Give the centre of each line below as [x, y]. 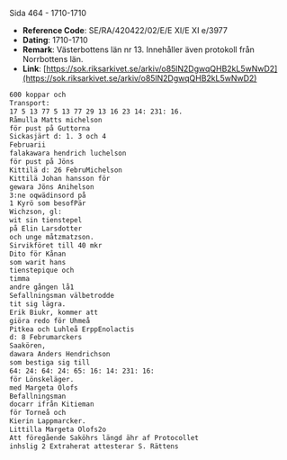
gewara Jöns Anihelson [52, 187]
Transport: [30, 103]
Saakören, [28, 346]
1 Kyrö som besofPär [48, 203]
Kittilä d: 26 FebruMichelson [66, 170]
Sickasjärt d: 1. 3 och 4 [58, 137]
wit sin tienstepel [46, 221]
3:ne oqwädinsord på [48, 195]
